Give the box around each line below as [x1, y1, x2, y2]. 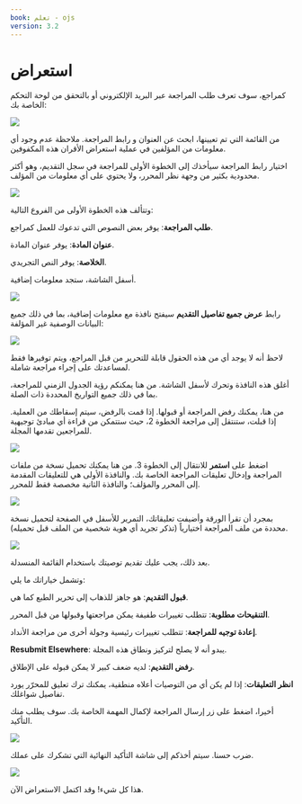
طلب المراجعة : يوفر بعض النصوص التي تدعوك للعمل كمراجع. [10, 222, 214, 233]
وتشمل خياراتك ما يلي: [10, 575, 86, 585]
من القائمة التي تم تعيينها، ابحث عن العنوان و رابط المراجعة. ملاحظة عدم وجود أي [10, 134, 280, 145]
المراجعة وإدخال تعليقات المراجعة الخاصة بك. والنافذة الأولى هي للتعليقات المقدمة [10, 469, 282, 480]
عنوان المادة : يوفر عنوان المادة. [10, 239, 115, 250]
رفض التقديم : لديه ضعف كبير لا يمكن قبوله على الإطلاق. [10, 662, 195, 673]
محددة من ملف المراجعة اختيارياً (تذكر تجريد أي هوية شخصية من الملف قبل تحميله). [10, 523, 289, 533]
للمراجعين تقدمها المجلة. [10, 425, 93, 436]
